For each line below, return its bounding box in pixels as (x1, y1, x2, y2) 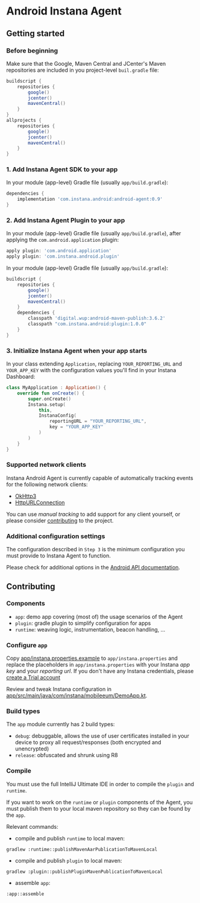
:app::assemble (6, 891, 45, 897)
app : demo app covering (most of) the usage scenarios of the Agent (14, 613, 183, 620)
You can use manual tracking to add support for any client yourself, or (6, 510, 181, 518)
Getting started (6, 28, 65, 39)
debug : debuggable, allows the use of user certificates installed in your (14, 732, 190, 740)
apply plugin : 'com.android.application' (6, 248, 112, 254)
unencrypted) (14, 745, 49, 752)
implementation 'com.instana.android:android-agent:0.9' (17, 196, 163, 203)
